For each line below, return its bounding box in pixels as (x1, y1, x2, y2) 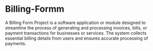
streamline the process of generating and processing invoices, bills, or (5, 25, 147, 30)
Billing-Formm (5, 3, 65, 15)
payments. (5, 40, 26, 46)
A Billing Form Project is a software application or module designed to (5, 20, 146, 25)
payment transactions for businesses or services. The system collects (5, 30, 147, 36)
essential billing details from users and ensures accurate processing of (5, 35, 148, 41)
